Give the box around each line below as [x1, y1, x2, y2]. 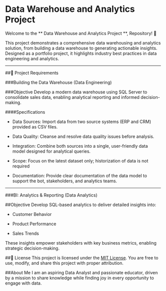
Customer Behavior [12, 211, 52, 217]
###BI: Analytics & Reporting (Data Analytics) [5, 192, 98, 198]
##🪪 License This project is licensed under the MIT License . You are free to [5, 254, 159, 260]
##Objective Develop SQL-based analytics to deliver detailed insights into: [5, 202, 157, 208]
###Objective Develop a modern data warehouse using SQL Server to [5, 89, 147, 95]
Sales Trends [12, 230, 40, 236]
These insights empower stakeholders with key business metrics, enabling [5, 240, 157, 246]
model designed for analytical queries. [12, 148, 91, 154]
